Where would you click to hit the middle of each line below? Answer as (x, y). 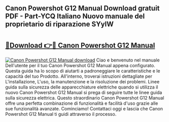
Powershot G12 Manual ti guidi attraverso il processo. (61, 114)
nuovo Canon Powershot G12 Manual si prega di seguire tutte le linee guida (84, 93)
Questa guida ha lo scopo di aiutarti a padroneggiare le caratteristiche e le (83, 71)
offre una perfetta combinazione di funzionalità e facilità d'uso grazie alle (82, 103)
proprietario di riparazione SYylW (60, 24)
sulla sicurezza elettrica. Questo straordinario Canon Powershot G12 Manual (85, 98)
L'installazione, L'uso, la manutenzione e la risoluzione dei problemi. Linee (82, 82)
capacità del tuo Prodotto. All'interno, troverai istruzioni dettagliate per (79, 76)
